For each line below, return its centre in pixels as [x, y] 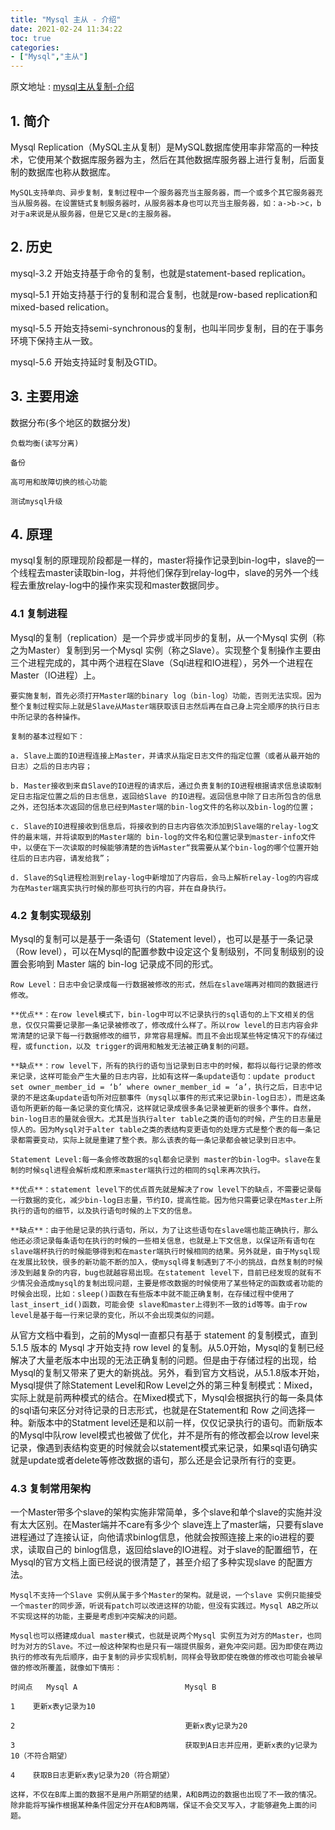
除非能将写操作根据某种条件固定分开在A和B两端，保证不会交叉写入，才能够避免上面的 [160, 1806]
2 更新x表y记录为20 [129, 1726]
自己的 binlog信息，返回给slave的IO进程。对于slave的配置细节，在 [181, 1550]
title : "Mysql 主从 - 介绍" [66, 19]
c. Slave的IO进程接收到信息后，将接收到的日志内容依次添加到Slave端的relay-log [161, 826]
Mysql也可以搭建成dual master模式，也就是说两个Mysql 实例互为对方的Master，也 [162, 1636]
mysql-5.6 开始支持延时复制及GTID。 [86, 362]
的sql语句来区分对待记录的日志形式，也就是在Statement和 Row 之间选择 [158, 1410]
